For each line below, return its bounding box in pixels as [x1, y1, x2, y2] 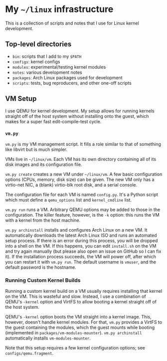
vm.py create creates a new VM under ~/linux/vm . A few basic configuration [5, 171, 163, 177]
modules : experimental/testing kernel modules [12, 64, 106, 70]
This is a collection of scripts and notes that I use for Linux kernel [5, 20, 140, 26]
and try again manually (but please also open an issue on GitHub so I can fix [5, 248, 162, 254]
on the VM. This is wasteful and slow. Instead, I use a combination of [5, 293, 146, 299]
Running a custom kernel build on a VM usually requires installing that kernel [5, 288, 163, 294]
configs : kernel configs [12, 59, 60, 65]
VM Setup [5, 94, 37, 103]
